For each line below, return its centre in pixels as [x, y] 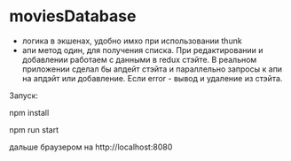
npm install [29, 112]
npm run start [34, 129]
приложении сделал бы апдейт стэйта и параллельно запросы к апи [152, 69]
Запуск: [24, 96]
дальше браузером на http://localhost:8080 [91, 147]
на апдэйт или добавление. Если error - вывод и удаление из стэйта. [152, 78]
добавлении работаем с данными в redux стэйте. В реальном [139, 59]
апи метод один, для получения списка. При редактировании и [142, 50]
